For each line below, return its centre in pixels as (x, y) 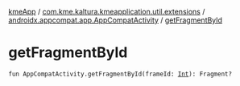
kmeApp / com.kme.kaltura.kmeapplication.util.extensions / (107, 12)
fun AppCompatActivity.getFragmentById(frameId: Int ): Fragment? (120, 74)
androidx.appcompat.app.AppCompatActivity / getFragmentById (116, 20)
